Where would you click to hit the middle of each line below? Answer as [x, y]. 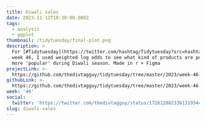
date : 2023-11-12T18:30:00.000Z [48, 18]
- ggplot [23, 35]
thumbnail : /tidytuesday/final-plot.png [59, 40]
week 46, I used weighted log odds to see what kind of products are [102, 57]
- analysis [26, 29]
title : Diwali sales [33, 12]
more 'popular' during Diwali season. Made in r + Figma [86, 63]
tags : [13, 23]
